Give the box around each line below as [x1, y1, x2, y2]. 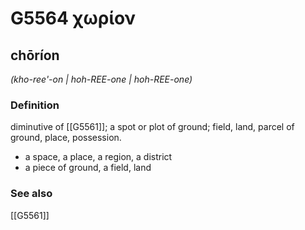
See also [10, 187, 53, 201]
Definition [10, 98, 60, 112]
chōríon [10, 47, 60, 64]
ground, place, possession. [10, 132, 122, 144]
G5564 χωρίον [10, 7, 136, 30]
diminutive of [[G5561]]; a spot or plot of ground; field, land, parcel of [10, 121, 295, 133]
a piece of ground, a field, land [24, 162, 152, 174]
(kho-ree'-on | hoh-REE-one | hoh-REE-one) [10, 73, 193, 85]
